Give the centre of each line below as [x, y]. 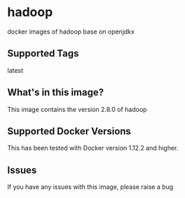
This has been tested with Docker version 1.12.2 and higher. [93, 148]
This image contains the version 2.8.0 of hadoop [77, 109]
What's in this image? [55, 93]
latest [15, 70]
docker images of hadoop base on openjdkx [71, 31]
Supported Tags [43, 54]
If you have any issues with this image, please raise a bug [90, 187]
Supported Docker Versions [69, 131]
